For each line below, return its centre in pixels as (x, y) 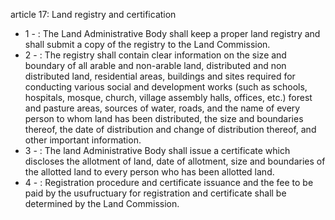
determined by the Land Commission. (102, 203)
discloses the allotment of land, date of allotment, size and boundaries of (175, 161)
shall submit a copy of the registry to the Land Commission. (147, 44)
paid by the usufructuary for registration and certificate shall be (155, 193)
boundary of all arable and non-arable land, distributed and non (155, 65)
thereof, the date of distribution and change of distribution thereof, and (170, 129)
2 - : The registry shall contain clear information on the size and (155, 55)
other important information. (83, 140)
